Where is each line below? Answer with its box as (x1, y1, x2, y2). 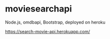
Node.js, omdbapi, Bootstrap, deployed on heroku (5, 19, 106, 25)
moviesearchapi (5, 3, 72, 14)
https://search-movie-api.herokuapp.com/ (5, 28, 90, 34)
